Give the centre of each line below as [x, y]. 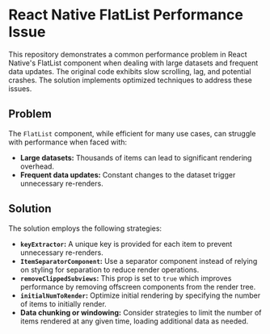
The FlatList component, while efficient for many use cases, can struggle [132, 133]
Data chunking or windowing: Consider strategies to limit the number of [141, 312]
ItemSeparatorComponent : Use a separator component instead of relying [139, 261]
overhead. [37, 166]
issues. [20, 88]
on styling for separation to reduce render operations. [110, 269]
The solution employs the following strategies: [85, 228]
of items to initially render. [63, 303]
